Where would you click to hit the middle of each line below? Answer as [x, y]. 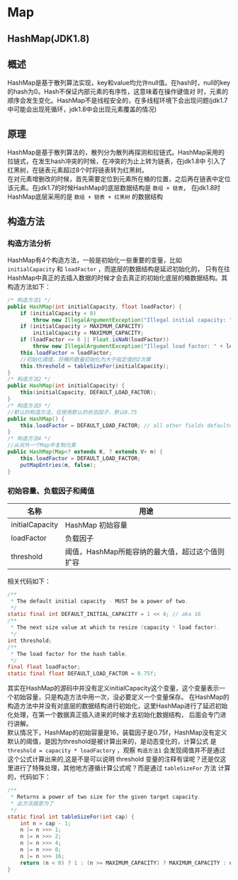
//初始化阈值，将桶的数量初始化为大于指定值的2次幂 [85, 359]
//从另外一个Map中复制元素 [42, 445]
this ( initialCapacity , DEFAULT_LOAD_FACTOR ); [89, 392]
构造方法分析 [29, 243]
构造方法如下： [29, 286]
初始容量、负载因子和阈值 [51, 491]
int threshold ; [30, 640]
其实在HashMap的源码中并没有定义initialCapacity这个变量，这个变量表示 [113, 688]
